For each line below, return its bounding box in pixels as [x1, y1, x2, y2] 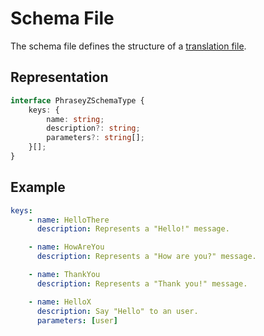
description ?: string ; [46, 123, 141, 134]
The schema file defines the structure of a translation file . [10, 40, 247, 52]
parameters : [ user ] [36, 315, 118, 326]
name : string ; [46, 114, 105, 124]
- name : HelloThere [28, 215, 110, 225]
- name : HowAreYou [28, 242, 105, 252]
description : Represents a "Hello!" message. [36, 224, 230, 234]
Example [10, 179, 66, 196]
